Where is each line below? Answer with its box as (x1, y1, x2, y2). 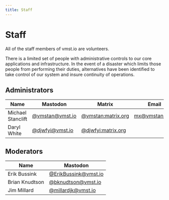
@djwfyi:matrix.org (81, 127, 126, 134)
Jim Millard (8, 187, 34, 194)
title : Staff (5, 7, 33, 13)
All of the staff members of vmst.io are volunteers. (5, 46, 110, 52)
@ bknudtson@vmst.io (49, 179, 102, 186)
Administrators (5, 86, 54, 94)
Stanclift (8, 116, 28, 123)
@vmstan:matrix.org (81, 113, 129, 120)
